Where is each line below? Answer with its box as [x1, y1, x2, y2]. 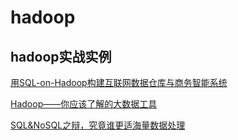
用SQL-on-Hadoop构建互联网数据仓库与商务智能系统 [10, 77, 228, 88]
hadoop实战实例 [10, 48, 112, 65]
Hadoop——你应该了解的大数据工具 [10, 98, 158, 110]
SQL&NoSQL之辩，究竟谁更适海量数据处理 [10, 119, 186, 131]
